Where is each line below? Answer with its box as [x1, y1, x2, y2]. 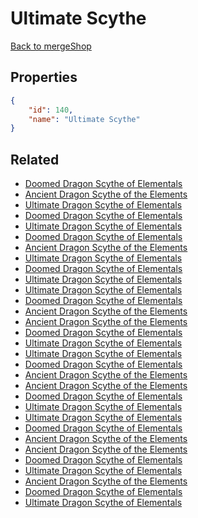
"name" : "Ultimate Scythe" [28, 114, 141, 124]
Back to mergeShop [10, 40, 92, 52]
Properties [10, 69, 78, 86]
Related [10, 151, 60, 168]
